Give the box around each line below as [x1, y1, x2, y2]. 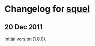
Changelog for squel [4, 3, 90, 15]
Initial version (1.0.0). [4, 36, 47, 42]
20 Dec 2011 [4, 23, 43, 31]
